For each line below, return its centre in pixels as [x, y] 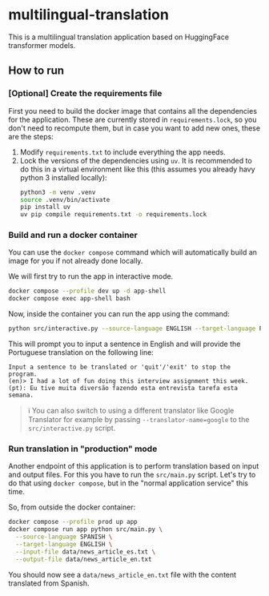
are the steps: [31, 136]
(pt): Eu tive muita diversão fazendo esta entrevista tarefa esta [123, 389]
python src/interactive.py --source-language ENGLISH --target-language [132, 329]
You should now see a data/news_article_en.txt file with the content [122, 574]
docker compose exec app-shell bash [69, 299]
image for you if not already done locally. [76, 261]
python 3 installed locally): [63, 177]
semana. [21, 395]
